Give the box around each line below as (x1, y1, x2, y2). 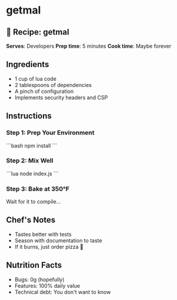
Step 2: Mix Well (6, 156, 54, 165)
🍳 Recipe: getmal (6, 27, 69, 37)
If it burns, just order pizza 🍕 (14, 243, 84, 250)
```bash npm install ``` (6, 142, 58, 149)
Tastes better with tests (14, 231, 72, 238)
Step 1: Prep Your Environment (6, 129, 95, 137)
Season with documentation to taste (14, 236, 102, 244)
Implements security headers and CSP (14, 94, 108, 101)
